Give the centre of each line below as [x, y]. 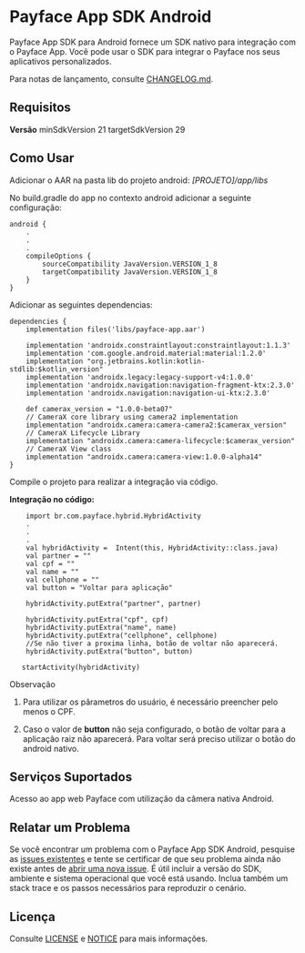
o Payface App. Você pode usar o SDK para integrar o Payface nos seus [145, 51]
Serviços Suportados [71, 777]
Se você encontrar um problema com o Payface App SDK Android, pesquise [152, 849]
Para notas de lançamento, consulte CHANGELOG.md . [112, 78]
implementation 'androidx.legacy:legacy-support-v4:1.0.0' [140, 377]
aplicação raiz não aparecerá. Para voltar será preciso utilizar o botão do [159, 738]
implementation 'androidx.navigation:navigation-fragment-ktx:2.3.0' [161, 385]
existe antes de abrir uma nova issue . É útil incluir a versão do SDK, [136, 869]
